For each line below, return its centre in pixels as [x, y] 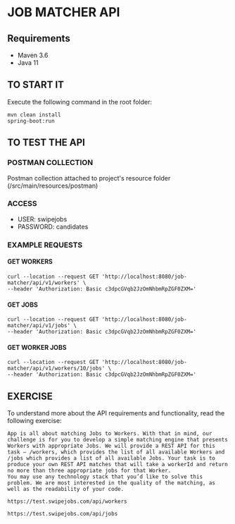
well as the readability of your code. [66, 489]
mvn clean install [34, 115]
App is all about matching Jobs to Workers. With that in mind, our [110, 434]
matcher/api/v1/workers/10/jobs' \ [59, 368]
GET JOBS [23, 305]
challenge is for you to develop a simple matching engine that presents [118, 440]
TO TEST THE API [46, 143]
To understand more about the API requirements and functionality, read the [116, 413]
